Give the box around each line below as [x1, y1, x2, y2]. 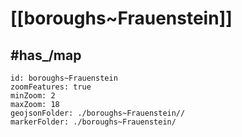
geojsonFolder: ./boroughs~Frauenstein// [10, 108, 186, 118]
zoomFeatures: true [10, 82, 92, 92]
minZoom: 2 [10, 91, 56, 101]
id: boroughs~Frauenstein [10, 73, 118, 83]
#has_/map [10, 47, 82, 64]
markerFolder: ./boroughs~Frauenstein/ [10, 117, 177, 127]
